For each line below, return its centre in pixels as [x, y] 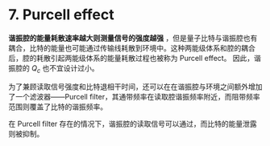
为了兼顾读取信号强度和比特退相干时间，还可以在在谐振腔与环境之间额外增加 [135, 87]
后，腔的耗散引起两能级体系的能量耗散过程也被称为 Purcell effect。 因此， [131, 58]
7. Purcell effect [61, 15]
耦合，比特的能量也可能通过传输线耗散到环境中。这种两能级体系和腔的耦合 [132, 48]
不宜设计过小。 [74, 68]
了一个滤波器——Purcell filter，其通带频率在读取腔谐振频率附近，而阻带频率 [134, 96]
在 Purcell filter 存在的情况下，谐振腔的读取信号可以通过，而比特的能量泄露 [133, 124]
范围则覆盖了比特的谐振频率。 [58, 107]
